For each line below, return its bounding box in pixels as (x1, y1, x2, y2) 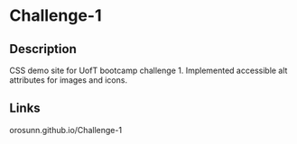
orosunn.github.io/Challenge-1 (9, 124, 123, 135)
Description (9, 41, 77, 57)
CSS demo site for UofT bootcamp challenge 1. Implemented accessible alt (9, 65, 288, 76)
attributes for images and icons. (9, 75, 128, 85)
